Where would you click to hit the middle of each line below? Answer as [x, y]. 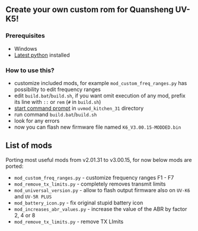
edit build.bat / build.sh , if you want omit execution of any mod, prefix [100, 95]
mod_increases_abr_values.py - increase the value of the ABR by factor [100, 209]
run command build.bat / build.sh [55, 114]
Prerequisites [25, 36]
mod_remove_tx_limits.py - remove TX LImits [69, 222]
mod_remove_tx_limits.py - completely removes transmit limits [90, 184]
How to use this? [30, 70]
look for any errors [37, 121]
